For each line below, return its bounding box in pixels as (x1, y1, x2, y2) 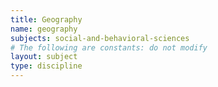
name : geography (10, 24, 78, 34)
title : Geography (10, 14, 83, 25)
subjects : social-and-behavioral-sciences (10, 33, 190, 43)
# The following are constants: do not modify (10, 42, 208, 53)
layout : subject (10, 52, 78, 62)
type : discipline (10, 61, 83, 71)
